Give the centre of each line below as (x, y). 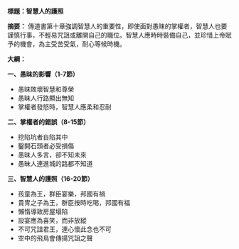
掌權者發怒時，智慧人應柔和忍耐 (64, 107)
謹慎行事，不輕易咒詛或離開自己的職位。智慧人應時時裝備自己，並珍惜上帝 (116, 35)
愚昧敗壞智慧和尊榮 (46, 89)
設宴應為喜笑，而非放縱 (52, 220)
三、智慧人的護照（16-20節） (51, 179)
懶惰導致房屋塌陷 (43, 211)
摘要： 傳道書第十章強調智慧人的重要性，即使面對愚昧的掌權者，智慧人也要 (117, 26)
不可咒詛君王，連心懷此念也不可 (64, 229)
